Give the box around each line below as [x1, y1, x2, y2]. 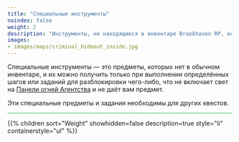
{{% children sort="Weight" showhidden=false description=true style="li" [7, 119, 223, 127]
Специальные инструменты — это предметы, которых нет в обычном [7, 63, 221, 71]
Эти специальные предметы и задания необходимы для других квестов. [7, 99, 229, 107]
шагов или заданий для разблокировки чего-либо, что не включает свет [7, 78, 229, 85]
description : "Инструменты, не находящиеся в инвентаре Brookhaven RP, [7, 30, 224, 37]
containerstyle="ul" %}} [7, 126, 78, 135]
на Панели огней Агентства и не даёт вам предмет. [7, 85, 164, 93]
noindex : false [7, 17, 53, 24]
